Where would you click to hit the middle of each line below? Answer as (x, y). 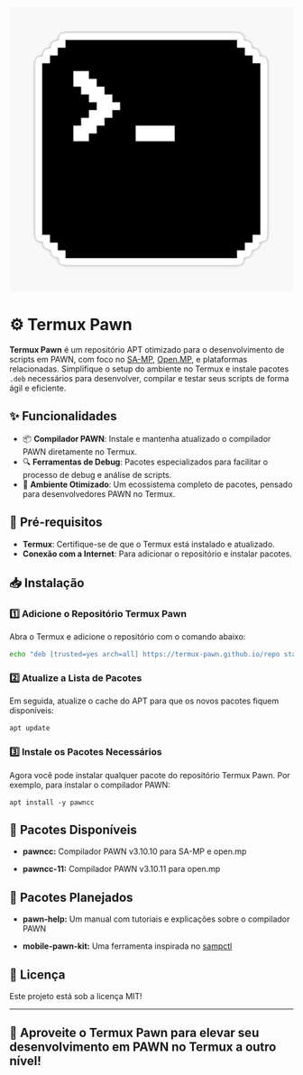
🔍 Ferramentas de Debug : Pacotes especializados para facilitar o (145, 462)
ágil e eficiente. (38, 388)
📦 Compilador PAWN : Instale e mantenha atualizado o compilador (147, 438)
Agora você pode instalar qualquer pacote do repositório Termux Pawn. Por (150, 775)
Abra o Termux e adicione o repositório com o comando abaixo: (128, 637)
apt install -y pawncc (52, 802)
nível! (26, 1061)
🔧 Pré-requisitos (56, 523)
